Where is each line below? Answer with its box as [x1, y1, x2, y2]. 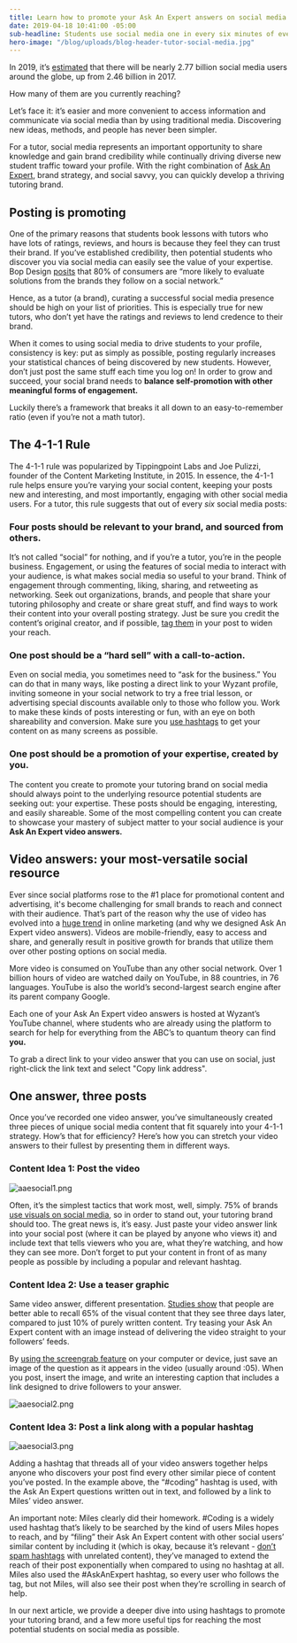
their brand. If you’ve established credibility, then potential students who [9, 247, 273, 258]
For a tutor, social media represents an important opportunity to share [9, 142, 263, 152]
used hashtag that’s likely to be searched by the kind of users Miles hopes [9, 1523, 279, 1533]
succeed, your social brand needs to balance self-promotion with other [9, 376, 273, 386]
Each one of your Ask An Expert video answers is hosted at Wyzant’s [9, 1008, 261, 1019]
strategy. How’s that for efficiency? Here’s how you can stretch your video [9, 1131, 278, 1142]
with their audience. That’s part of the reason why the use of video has [9, 908, 267, 918]
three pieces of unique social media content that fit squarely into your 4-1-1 [9, 1121, 283, 1132]
